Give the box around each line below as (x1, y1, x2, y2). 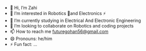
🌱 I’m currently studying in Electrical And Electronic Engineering (9, 17, 141, 23)
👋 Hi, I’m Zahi (9, 5, 37, 10)
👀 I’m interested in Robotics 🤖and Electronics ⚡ (9, 10, 106, 16)
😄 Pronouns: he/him (9, 35, 52, 41)
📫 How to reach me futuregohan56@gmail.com (9, 28, 109, 34)
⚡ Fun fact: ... (9, 41, 37, 47)
